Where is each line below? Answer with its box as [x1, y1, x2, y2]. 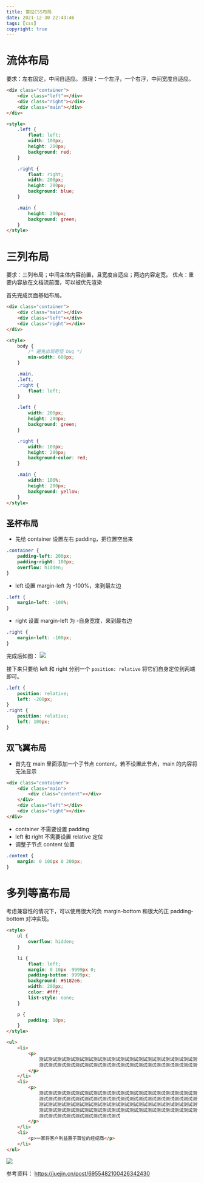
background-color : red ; [28, 455, 88, 461]
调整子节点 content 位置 [15, 840, 75, 848]
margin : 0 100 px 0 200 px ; [17, 858, 83, 865]
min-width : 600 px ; [28, 354, 75, 360]
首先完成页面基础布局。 [6, 292, 65, 299]
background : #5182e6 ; [28, 978, 83, 984]
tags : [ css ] [6, 20, 36, 26]
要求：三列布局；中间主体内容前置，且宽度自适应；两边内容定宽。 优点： [6, 271, 189, 278]
